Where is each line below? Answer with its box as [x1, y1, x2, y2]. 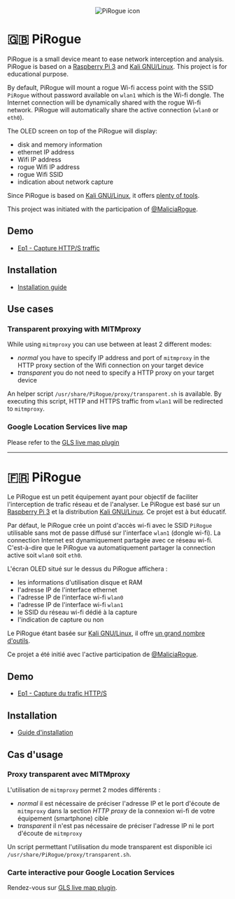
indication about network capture [17, 178, 114, 186]
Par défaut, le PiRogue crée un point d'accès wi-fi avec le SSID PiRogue [7, 521, 212, 530]
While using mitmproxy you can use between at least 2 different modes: [7, 340, 212, 349]
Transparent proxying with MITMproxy [7, 324, 141, 333]
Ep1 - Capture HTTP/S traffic [17, 244, 100, 252]
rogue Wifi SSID [17, 170, 64, 178]
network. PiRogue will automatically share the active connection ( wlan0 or [7, 105, 219, 114]
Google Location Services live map [7, 422, 128, 432]
